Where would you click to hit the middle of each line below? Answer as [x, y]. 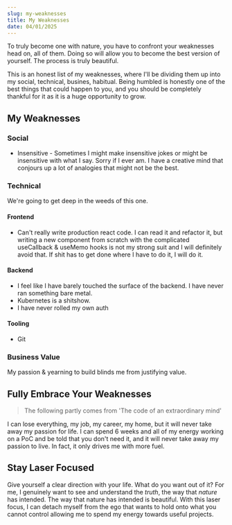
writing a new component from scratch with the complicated [103, 239]
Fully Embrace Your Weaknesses [80, 394]
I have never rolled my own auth [63, 308]
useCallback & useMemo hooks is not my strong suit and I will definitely [119, 247]
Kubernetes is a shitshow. [54, 300]
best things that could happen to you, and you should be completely [105, 89]
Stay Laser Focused [51, 468]
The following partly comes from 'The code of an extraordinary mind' [123, 411]
